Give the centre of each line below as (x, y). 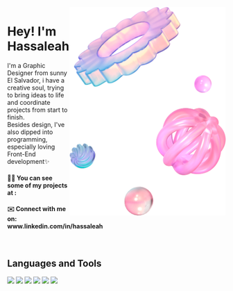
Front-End (21, 154)
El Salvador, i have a (36, 80)
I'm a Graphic (26, 65)
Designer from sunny (37, 73)
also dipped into (30, 132)
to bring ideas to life (36, 95)
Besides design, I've (36, 124)
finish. (16, 117)
